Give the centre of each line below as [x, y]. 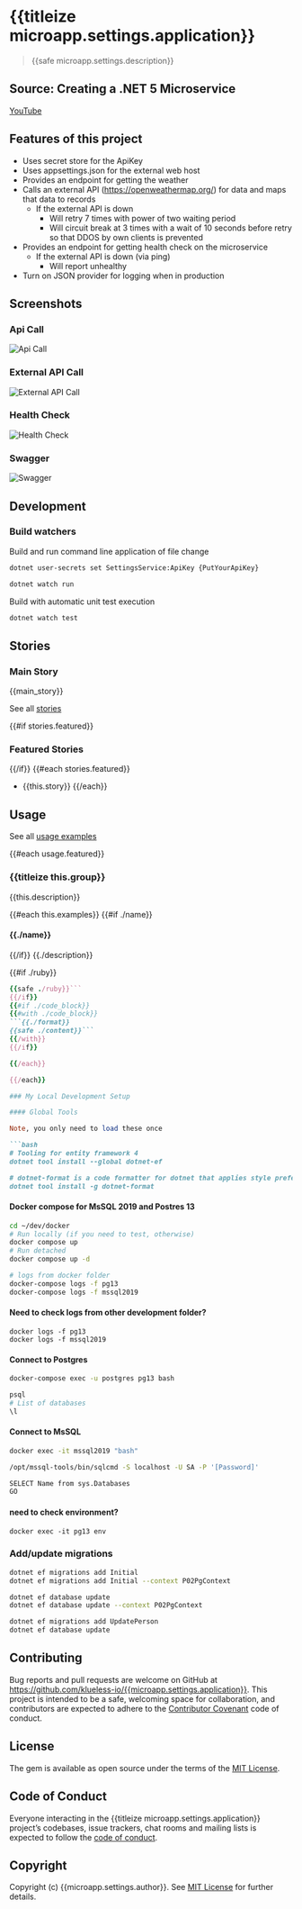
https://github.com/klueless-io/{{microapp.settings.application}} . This [138, 1689]
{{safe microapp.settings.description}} [102, 60]
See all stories [36, 709]
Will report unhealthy [88, 266]
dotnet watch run [42, 584]
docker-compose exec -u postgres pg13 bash [92, 1379]
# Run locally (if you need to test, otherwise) [102, 1234]
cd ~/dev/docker [40, 1226]
